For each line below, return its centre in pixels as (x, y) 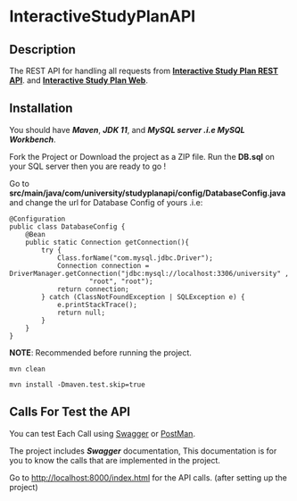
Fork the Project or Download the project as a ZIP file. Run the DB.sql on (142, 156)
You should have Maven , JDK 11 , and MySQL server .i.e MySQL (127, 129)
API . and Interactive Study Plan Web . (79, 80)
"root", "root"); (121, 281)
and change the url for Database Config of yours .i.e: (106, 202)
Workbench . (33, 139)
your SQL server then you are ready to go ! (88, 166)
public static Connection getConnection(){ (107, 242)
